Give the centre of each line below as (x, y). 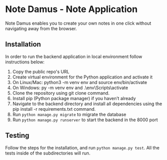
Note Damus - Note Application (71, 9)
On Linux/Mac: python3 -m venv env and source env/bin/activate (80, 82)
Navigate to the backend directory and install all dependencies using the (87, 104)
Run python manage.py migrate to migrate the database (69, 114)
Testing (17, 136)
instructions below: (25, 62)
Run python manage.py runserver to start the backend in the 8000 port (85, 120)
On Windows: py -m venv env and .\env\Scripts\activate (70, 88)
